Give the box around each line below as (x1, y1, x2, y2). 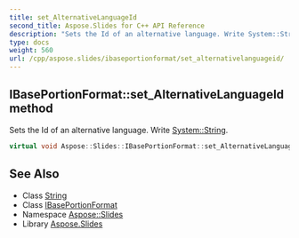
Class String (21, 190, 68, 201)
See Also (9, 166, 60, 182)
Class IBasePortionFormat (21, 199, 118, 210)
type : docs (9, 37, 50, 47)
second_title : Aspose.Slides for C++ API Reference (9, 21, 205, 30)
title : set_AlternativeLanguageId (9, 12, 138, 22)
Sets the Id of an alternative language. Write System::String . (9, 124, 229, 135)
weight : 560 (9, 46, 53, 55)
